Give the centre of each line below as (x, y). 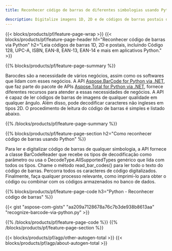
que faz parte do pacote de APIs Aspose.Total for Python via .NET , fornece (84, 86)
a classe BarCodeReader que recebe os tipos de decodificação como (79, 154)
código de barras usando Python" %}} (46, 139)
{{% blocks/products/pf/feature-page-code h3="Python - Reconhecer (80, 191)
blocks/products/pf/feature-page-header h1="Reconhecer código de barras (85, 39)
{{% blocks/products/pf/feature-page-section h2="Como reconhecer (79, 133)
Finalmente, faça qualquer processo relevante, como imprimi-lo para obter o (86, 176)
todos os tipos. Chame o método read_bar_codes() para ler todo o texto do (84, 165)
